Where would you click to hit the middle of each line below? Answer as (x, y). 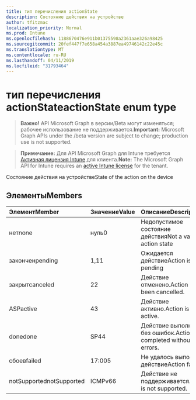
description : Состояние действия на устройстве (65, 17)
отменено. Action (164, 285)
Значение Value (113, 212)
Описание (155, 212)
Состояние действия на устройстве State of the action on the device (90, 177)
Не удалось (157, 357)
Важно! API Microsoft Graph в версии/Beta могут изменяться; (97, 123)
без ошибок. (158, 333)
